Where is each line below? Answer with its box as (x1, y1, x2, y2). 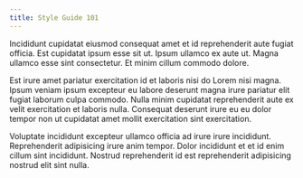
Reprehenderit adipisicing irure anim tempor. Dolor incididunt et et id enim (9, 140, 285, 151)
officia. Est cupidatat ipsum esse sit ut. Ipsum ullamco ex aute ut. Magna (9, 47, 279, 59)
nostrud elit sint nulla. (9, 159, 90, 170)
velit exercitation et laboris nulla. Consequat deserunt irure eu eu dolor (9, 103, 272, 114)
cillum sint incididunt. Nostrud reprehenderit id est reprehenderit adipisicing (9, 150, 292, 161)
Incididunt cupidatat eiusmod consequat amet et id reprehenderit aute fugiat (9, 38, 294, 49)
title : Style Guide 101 (9, 13, 99, 23)
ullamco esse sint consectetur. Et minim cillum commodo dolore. (9, 57, 250, 68)
